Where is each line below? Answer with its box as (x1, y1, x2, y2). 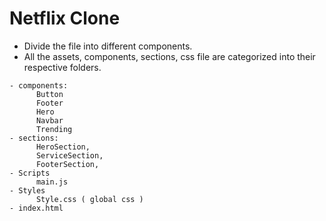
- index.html (9, 203, 64, 213)
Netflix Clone (9, 7, 121, 30)
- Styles (9, 185, 46, 196)
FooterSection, (35, 159, 100, 169)
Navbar (35, 115, 64, 126)
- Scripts (9, 168, 51, 178)
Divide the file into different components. (23, 40, 193, 52)
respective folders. (23, 61, 102, 73)
